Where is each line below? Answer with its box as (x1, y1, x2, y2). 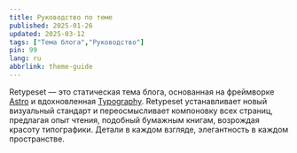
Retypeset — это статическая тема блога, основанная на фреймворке (9, 86, 275, 97)
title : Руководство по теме (9, 12, 113, 22)
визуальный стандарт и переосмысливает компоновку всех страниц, (9, 105, 273, 116)
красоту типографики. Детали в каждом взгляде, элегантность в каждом (9, 124, 289, 134)
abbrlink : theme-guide (9, 63, 93, 72)
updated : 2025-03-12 (9, 29, 86, 38)
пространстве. (9, 134, 65, 144)
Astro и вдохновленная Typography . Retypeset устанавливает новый (9, 96, 268, 106)
